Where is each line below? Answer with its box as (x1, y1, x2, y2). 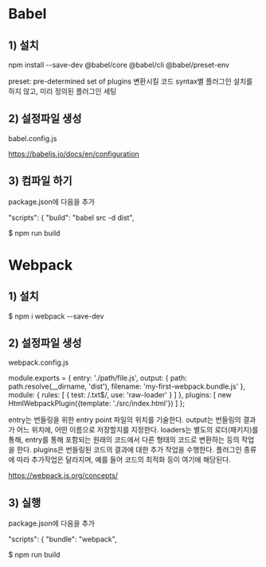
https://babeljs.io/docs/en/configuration (8, 149, 139, 158)
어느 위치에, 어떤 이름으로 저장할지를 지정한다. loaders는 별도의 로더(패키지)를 (16, 425, 259, 435)
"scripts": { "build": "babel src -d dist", (8, 213, 135, 222)
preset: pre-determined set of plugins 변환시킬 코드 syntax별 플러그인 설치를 (8, 76, 253, 86)
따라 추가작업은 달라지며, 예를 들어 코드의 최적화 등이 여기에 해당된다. (16, 455, 231, 464)
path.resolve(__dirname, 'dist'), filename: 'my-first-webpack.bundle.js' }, (8, 381, 245, 391)
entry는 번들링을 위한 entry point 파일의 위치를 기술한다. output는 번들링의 (8, 415, 241, 424)
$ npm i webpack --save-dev (8, 311, 104, 321)
